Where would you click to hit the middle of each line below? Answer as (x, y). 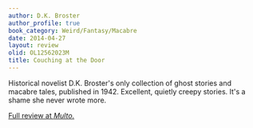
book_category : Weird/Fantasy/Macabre (73, 30)
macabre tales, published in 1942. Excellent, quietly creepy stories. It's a (127, 91)
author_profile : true (44, 23)
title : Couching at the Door (57, 61)
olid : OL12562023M (39, 53)
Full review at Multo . (42, 115)
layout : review (34, 46)
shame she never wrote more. (57, 100)
